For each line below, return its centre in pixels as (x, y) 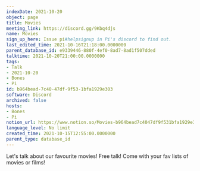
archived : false (26, 100)
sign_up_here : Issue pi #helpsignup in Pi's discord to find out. (89, 39)
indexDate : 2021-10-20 (34, 12)
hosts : (14, 106)
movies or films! (26, 162)
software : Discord (29, 95)
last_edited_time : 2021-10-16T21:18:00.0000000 (66, 45)
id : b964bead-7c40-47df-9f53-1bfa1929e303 (60, 89)
